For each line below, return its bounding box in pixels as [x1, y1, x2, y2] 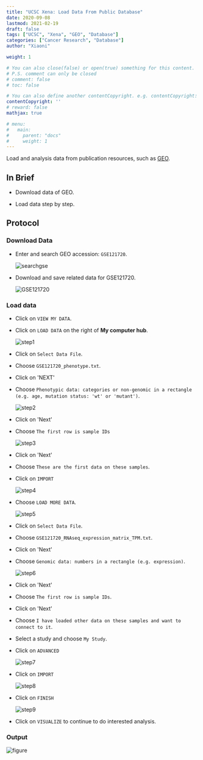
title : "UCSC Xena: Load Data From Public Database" [6, 9, 143, 15]
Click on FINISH [15, 694, 54, 701]
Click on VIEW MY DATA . [15, 315, 72, 322]
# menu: [6, 121, 26, 127]
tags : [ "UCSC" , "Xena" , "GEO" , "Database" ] [6, 32, 119, 38]
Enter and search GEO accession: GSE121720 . [15, 250, 127, 257]
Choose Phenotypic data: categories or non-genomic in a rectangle [15, 385, 192, 393]
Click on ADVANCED [15, 647, 60, 654]
